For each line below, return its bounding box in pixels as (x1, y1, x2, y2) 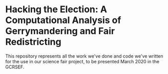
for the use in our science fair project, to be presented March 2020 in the (5, 58, 160, 64)
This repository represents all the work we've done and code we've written (5, 53, 163, 59)
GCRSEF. (5, 64, 25, 70)
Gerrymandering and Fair (5, 26, 115, 37)
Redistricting (5, 36, 61, 48)
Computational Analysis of (5, 14, 121, 26)
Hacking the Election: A (5, 4, 108, 15)
